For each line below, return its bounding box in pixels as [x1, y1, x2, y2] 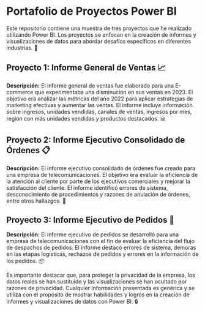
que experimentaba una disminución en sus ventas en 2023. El [34, 88, 193, 96]
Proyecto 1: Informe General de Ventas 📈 [6, 62, 166, 73]
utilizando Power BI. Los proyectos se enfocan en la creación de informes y [6, 31, 197, 38]
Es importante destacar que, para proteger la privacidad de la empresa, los [6, 271, 196, 279]
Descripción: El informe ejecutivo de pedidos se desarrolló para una [6, 231, 179, 238]
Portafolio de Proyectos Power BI [6, 4, 177, 18]
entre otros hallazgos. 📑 [6, 197, 66, 204]
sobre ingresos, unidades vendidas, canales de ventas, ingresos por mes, [6, 108, 192, 115]
